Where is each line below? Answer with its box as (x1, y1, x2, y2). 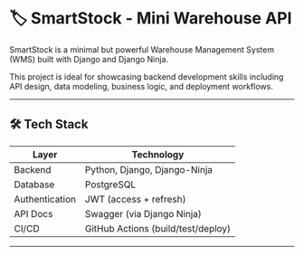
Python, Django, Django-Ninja (84, 163, 214, 175)
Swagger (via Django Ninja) (84, 207, 202, 220)
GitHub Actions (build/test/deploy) (84, 222, 232, 234)
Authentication (14, 193, 77, 205)
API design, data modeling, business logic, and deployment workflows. (9, 81, 273, 91)
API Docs (14, 207, 53, 220)
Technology (131, 147, 185, 160)
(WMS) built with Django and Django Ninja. (9, 53, 169, 64)
